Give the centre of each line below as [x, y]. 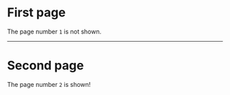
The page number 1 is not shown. [54, 31]
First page [37, 13]
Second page [46, 66]
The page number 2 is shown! [49, 84]
